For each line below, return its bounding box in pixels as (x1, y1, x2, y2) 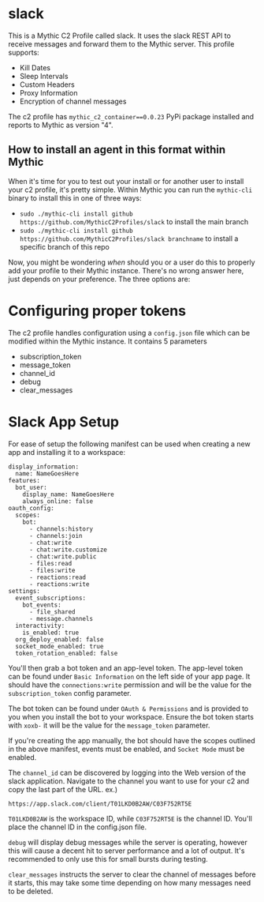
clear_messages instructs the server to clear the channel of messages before (8, 870, 256, 879)
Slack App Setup (8, 412, 120, 430)
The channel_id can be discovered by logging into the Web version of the (8, 768, 247, 777)
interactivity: (15, 622, 65, 630)
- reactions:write (28, 580, 90, 588)
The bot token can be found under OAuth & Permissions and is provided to (8, 704, 249, 713)
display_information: (8, 463, 80, 471)
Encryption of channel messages (19, 96, 127, 106)
